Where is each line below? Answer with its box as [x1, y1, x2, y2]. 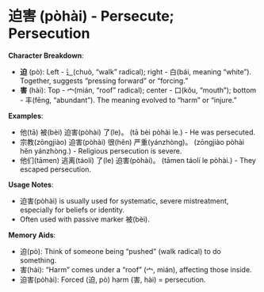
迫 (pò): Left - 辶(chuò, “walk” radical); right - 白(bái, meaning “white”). [19, 66, 252, 76]
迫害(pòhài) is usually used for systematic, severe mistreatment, [19, 195, 229, 206]
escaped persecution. [19, 164, 92, 174]
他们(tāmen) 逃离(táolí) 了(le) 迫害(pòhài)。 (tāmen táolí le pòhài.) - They [19, 155, 256, 165]
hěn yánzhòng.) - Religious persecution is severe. [19, 146, 182, 155]
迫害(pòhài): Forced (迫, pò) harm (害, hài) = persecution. [19, 275, 206, 284]
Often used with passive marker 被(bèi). [19, 214, 151, 224]
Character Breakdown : [8, 51, 85, 60]
